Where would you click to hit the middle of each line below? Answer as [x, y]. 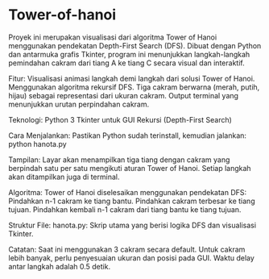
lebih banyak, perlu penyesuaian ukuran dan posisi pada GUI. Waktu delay [132, 258]
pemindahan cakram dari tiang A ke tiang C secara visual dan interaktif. [126, 63]
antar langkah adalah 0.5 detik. [60, 266]
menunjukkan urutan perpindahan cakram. [79, 104]
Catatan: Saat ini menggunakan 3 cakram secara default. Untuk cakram [127, 249]
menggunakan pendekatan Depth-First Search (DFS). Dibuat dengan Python [135, 45]
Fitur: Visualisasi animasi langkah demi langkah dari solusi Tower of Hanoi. [132, 78]
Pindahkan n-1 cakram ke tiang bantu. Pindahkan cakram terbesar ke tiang [132, 201]
